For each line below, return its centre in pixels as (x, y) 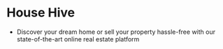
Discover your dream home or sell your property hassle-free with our (116, 32)
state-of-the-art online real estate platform (78, 39)
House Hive (41, 13)
